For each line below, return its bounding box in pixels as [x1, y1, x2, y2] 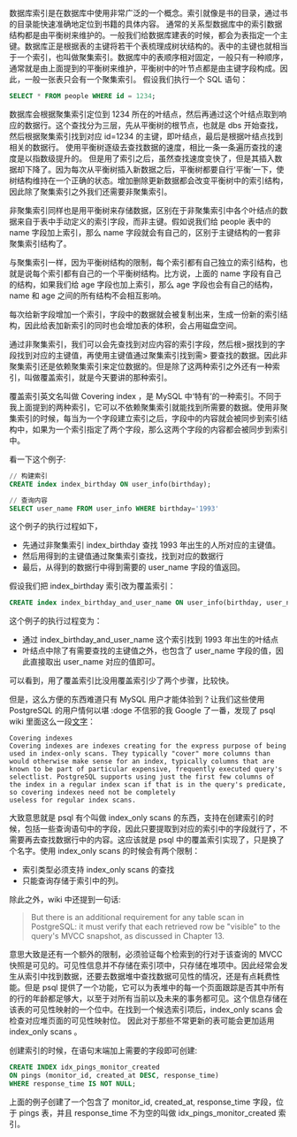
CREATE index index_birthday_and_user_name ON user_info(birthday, [9, 598, 263, 608]
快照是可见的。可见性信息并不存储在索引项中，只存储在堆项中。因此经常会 [9, 960, 280, 971]
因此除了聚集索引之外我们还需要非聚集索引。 [9, 186, 172, 196]
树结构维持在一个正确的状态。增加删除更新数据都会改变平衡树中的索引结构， [9, 175, 288, 186]
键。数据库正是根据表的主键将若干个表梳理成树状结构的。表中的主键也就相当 [9, 41, 288, 51]
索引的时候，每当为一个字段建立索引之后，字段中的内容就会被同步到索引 [16, 412, 280, 423]
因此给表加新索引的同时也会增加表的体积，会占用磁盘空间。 [24, 319, 241, 330]
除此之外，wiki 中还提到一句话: [9, 895, 121, 905]
